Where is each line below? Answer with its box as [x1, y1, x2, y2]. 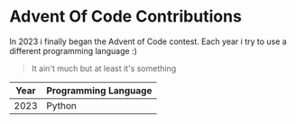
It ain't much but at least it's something [31, 63, 177, 74]
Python [46, 99, 77, 111]
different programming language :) [9, 45, 138, 56]
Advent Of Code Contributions [9, 6, 242, 27]
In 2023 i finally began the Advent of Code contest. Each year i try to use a [9, 36, 287, 47]
